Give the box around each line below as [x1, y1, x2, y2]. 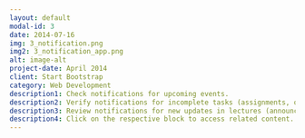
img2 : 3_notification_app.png [9, 47, 124, 56]
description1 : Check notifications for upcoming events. [9, 89, 230, 98]
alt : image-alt [9, 55, 67, 64]
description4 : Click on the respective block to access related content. [9, 114, 295, 123]
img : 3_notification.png [9, 38, 103, 48]
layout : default [9, 13, 71, 23]
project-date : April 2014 [9, 64, 107, 74]
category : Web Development [9, 81, 112, 90]
